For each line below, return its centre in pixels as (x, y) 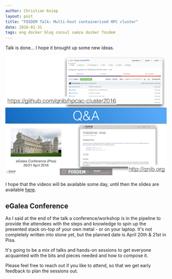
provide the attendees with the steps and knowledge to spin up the (76, 224)
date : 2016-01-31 (24, 27)
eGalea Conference (37, 206)
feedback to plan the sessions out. (42, 271)
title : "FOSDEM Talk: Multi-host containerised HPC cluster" (72, 22)
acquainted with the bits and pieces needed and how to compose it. (77, 256)
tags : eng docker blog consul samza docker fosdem (60, 33)
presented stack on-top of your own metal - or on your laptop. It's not (79, 229)
